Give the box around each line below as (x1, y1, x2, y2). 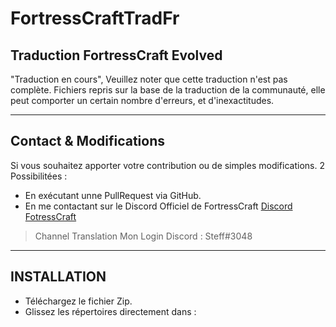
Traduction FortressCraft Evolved (10, 47, 223, 64)
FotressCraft (24, 210, 77, 222)
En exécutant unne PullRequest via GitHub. (24, 189, 202, 201)
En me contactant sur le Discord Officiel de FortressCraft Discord (24, 200, 293, 212)
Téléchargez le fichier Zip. (24, 295, 133, 307)
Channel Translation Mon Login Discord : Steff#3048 (34, 230, 253, 242)
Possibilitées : (10, 170, 68, 182)
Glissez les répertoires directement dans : (24, 305, 197, 317)
